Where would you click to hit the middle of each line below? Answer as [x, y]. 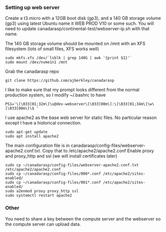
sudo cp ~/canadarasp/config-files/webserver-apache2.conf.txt [72, 165]
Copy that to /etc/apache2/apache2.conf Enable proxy [98, 151]
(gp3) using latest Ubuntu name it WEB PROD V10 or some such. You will [80, 23]
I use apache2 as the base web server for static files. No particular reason [81, 117]
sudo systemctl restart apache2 [39, 196]
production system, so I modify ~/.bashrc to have [55, 95]
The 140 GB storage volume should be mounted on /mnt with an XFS [75, 44]
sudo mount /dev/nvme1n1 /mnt [37, 62]
